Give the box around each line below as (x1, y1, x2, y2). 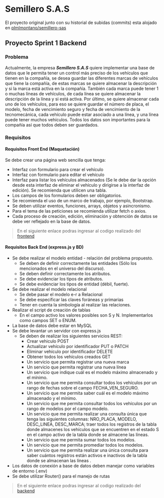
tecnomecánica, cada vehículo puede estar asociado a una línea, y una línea (5, 111, 159, 117)
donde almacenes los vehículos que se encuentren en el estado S (26, 426, 159, 432)
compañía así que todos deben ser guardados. (5, 122, 99, 128)
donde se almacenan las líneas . (26, 457, 91, 463)
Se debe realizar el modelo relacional (12, 286, 87, 292)
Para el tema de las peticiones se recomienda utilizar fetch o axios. (12, 208, 147, 214)
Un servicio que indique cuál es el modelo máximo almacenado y (26, 369, 158, 375)
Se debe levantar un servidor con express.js (12, 327, 101, 333)
